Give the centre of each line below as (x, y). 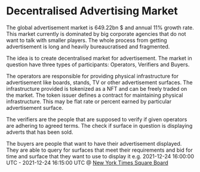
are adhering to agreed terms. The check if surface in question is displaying (99, 125)
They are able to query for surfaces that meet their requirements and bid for (99, 150)
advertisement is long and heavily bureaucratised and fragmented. (88, 47)
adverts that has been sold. (40, 132)
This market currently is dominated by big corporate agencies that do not (96, 33)
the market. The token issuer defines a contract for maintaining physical (95, 95)
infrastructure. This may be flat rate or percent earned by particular (89, 101)
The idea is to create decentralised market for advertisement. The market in (99, 58)
